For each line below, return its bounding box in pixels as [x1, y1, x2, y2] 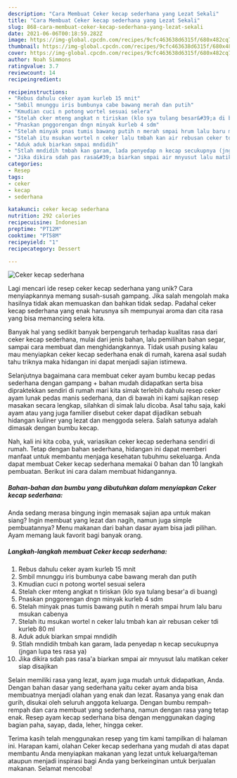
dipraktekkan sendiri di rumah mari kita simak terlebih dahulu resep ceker [8, 387, 221, 395]
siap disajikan [18, 663, 58, 671]
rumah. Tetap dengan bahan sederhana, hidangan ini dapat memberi [8, 445, 207, 453]
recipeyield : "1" [8, 239, 59, 246]
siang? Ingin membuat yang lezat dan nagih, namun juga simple [8, 516, 192, 525]
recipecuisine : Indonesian [8, 219, 87, 226]
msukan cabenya [18, 610, 68, 618]
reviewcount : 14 [8, 69, 56, 76]
